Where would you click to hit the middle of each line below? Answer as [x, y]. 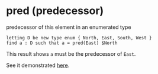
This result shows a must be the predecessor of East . [71, 53]
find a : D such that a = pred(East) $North [62, 43]
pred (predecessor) [55, 11]
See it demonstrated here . [38, 65]
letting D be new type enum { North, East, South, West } [79, 38]
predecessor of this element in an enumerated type [69, 27]
